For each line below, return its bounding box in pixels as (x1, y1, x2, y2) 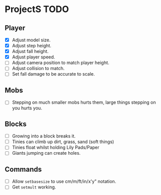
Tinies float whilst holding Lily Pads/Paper (12, 145, 99, 151)
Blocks (5, 119, 27, 128)
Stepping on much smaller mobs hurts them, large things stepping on (12, 99, 156, 105)
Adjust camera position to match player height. (12, 59, 110, 66)
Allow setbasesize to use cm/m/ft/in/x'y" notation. (12, 178, 117, 184)
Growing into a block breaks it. (12, 133, 76, 139)
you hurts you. (12, 105, 42, 111)
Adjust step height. (12, 43, 51, 49)
